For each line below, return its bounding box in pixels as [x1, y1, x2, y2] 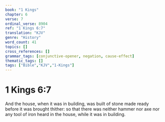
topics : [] [5, 44, 28, 49]
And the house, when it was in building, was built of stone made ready [5, 101, 149, 107]
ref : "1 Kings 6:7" [5, 26, 46, 31]
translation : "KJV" [5, 30, 46, 35]
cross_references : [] [5, 49, 50, 54]
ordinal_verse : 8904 [5, 21, 48, 26]
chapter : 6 [5, 12, 28, 17]
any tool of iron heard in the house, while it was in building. [5, 112, 126, 118]
